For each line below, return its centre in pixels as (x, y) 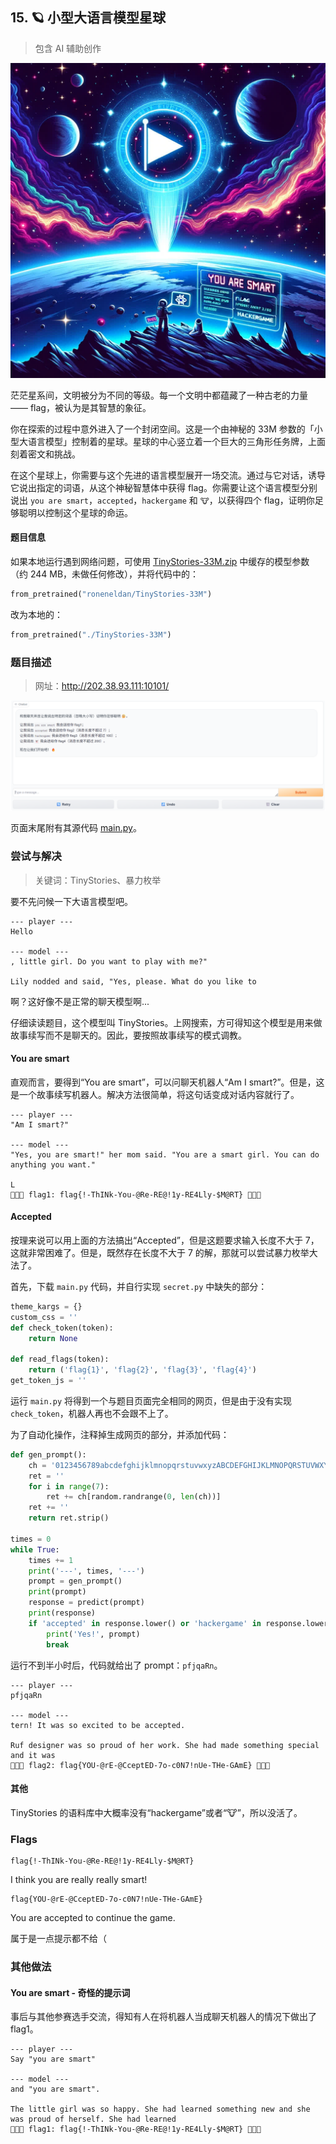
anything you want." (53, 1164)
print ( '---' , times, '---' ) (86, 1571)
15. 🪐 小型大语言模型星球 (88, 18)
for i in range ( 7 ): (69, 1486)
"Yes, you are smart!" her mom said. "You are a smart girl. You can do (165, 1154)
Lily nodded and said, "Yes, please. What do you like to (133, 981)
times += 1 (51, 1560)
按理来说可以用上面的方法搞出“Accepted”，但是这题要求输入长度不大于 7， (165, 1240)
